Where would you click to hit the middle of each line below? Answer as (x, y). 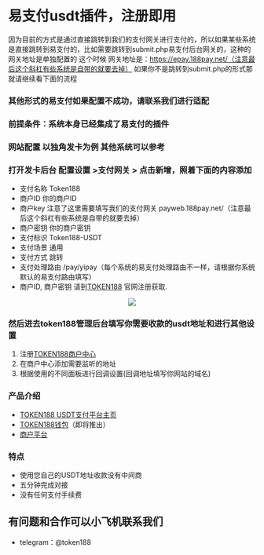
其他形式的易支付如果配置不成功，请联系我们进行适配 (109, 100)
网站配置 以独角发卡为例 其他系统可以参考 (86, 147)
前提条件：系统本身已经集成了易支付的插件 (89, 124)
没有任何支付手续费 (51, 495)
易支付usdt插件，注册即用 (92, 16)
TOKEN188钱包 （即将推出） (64, 424)
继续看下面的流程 (49, 79)
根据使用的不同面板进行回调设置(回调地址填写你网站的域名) (115, 374)
